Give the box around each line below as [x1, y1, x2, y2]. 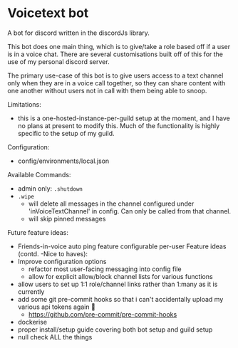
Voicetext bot [7, 5, 89, 21]
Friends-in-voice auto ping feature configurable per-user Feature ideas [17, 242, 227, 251]
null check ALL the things [17, 332, 93, 341]
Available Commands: [7, 170, 71, 179]
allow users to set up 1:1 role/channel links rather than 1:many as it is [17, 280, 218, 288]
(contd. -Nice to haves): [17, 249, 88, 258]
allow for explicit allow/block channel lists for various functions [28, 272, 213, 280]
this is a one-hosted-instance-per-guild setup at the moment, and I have [17, 114, 230, 122]
